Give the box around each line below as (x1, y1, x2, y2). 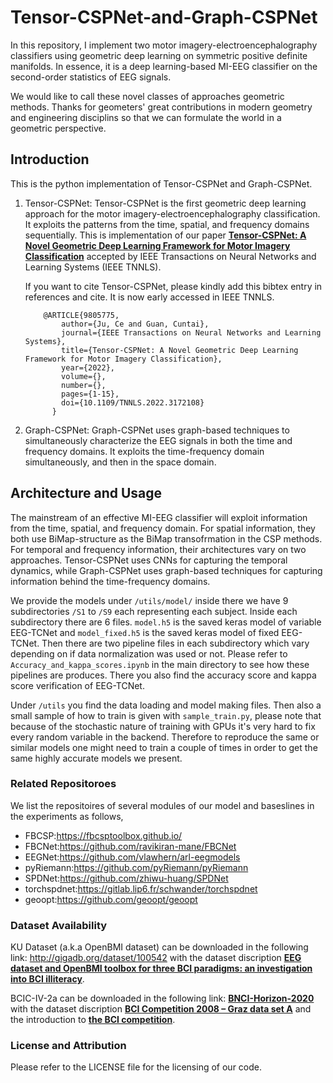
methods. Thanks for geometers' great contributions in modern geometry (10, 101, 313, 113)
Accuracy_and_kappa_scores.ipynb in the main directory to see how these (10, 658, 310, 670)
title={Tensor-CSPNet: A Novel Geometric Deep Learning (61, 345, 299, 355)
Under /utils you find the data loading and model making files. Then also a (10, 699, 322, 711)
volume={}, (61, 371, 107, 381)
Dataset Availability (10, 918, 108, 932)
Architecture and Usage (10, 485, 163, 502)
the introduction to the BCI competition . (10, 1014, 176, 1026)
